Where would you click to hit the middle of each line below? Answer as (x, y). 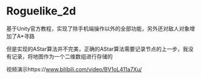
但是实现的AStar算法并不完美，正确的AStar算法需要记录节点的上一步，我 (97, 49)
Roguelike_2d (41, 11)
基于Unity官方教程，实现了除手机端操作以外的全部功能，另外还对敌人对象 (98, 28)
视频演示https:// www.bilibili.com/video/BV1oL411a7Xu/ (74, 69)
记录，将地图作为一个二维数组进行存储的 (62, 56)
